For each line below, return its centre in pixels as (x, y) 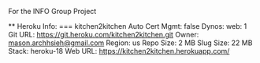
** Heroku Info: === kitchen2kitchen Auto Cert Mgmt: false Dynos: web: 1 (128, 26)
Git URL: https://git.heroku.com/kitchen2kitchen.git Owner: (104, 35)
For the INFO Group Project (52, 11)
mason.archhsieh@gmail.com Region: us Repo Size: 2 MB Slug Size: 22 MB (130, 43)
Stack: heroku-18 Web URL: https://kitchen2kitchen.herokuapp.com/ (119, 51)
